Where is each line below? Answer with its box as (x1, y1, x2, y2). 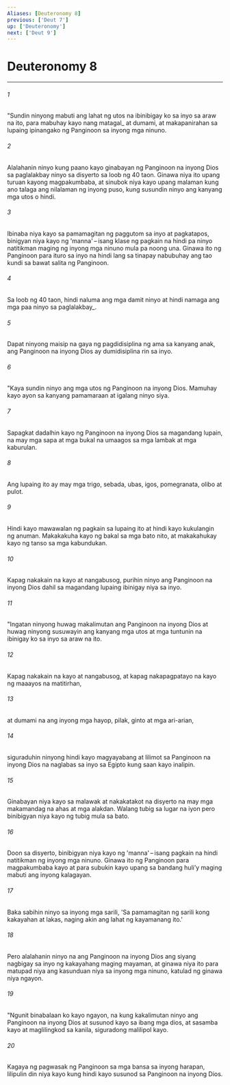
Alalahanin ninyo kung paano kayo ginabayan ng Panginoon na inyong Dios (7, 163, 219, 172)
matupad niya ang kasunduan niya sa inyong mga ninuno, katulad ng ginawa (7, 966, 222, 975)
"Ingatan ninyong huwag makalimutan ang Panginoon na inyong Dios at (7, 620, 209, 628)
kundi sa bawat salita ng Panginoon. (7, 258, 110, 266)
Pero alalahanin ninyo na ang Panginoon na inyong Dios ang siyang (7, 952, 196, 960)
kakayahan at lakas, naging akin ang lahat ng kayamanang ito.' (7, 915, 183, 924)
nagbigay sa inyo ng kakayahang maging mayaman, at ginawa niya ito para (7, 959, 219, 968)
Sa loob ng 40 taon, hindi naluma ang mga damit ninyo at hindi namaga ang (7, 296, 220, 304)
